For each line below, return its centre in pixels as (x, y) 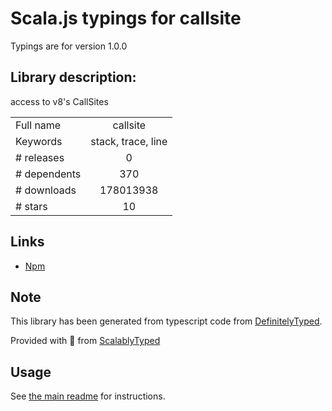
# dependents (48, 174)
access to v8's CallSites (59, 101)
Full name (38, 125)
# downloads (46, 190)
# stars (31, 206)
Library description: (73, 77)
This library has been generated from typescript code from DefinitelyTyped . (166, 321)
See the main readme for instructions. (88, 396)
